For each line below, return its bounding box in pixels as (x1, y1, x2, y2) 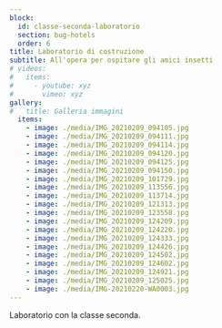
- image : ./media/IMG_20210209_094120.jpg (25, 149, 189, 158)
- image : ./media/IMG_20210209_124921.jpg (25, 268, 189, 277)
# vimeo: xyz (9, 89, 84, 98)
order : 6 (17, 38, 51, 48)
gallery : (9, 97, 43, 108)
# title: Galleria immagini (9, 107, 125, 116)
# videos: (9, 65, 47, 74)
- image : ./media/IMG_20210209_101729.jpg (25, 174, 189, 183)
